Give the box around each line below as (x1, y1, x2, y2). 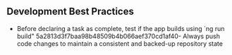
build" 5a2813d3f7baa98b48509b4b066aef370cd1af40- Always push (16, 32, 220, 40)
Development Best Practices (6, 6, 135, 18)
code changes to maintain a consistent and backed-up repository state (16, 39, 224, 48)
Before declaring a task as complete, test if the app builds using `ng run (16, 24, 225, 32)
